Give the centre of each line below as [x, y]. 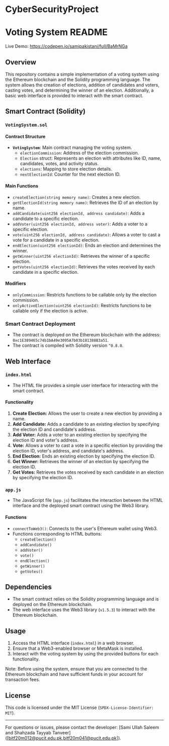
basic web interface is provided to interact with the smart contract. [74, 95]
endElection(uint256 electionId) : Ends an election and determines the [87, 245]
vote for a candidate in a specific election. [56, 240]
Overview [21, 62]
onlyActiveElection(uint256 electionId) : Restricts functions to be [82, 305]
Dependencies [28, 587]
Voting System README [57, 32]
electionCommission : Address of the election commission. [79, 153]
